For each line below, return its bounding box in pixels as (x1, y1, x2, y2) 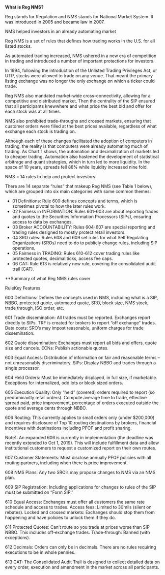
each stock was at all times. (5, 108, 61, 114)
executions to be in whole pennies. (5, 549, 76, 555)
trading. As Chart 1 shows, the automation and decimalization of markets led (5, 149, 160, 154)
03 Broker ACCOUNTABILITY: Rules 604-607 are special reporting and (12, 224, 156, 230)
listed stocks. (5, 43, 32, 49)
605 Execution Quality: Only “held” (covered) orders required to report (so (5, 389, 155, 395)
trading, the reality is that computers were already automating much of (5, 143, 148, 149)
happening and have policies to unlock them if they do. (5, 514, 116, 520)
